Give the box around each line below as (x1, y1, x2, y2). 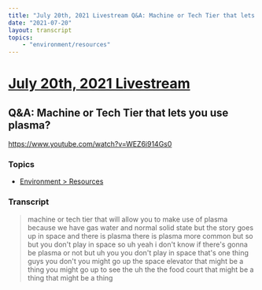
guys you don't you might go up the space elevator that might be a (27, 256, 244, 266)
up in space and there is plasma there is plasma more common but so (27, 231, 253, 240)
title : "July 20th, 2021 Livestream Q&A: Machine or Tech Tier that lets (8, 11, 256, 20)
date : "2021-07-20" (8, 19, 72, 27)
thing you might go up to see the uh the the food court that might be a (27, 265, 254, 274)
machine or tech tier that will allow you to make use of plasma (27, 214, 228, 224)
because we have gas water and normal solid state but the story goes (27, 222, 254, 232)
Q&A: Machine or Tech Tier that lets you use (8, 106, 229, 119)
